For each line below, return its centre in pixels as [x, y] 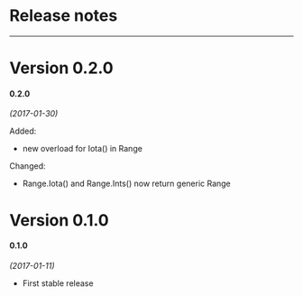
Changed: [28, 166]
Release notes [64, 16]
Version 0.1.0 [60, 220]
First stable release [58, 283]
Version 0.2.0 [62, 68]
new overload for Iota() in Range [82, 149]
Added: [23, 131]
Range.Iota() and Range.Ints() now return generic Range [127, 184]
